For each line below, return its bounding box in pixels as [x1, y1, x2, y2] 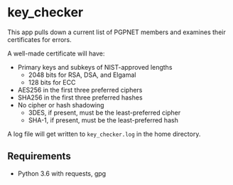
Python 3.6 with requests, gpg [17, 169, 107, 178]
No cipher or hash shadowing [17, 100, 104, 109]
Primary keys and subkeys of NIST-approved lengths [17, 63, 173, 71]
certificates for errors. [7, 35, 72, 43]
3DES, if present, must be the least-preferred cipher [28, 108, 181, 117]
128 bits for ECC [28, 78, 76, 86]
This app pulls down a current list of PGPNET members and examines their [7, 28, 226, 36]
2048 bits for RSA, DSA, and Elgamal [28, 70, 136, 79]
